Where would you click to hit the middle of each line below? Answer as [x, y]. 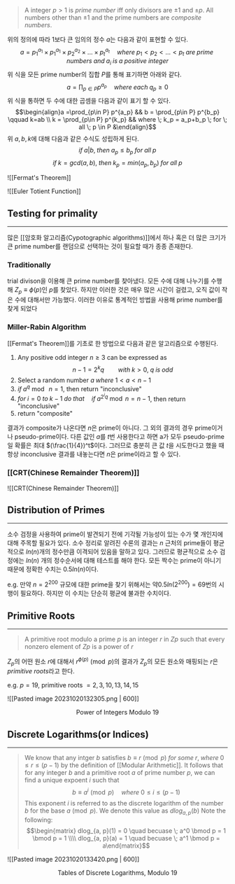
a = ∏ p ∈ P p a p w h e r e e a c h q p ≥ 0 [117, 87]
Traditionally [29, 265]
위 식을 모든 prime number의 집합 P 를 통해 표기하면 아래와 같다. [94, 75]
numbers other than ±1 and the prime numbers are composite [113, 17]
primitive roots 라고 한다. [41, 671]
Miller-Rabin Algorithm [47, 327]
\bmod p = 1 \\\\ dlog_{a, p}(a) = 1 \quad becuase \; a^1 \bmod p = [126, 838]
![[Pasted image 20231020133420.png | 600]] [73, 859]
